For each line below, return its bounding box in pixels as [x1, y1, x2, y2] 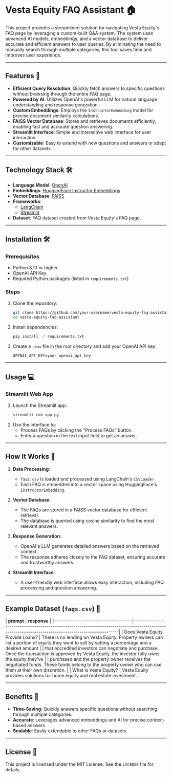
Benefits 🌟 [5, 692, 39, 701]
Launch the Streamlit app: [12, 402, 68, 409]
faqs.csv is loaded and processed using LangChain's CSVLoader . [20, 476, 156, 482]
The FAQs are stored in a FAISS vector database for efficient [20, 507, 147, 513]
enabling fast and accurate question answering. [12, 123, 114, 129]
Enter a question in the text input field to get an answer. [20, 432, 137, 438]
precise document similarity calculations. [12, 113, 100, 119]
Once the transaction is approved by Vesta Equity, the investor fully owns [5, 651, 160, 657]
